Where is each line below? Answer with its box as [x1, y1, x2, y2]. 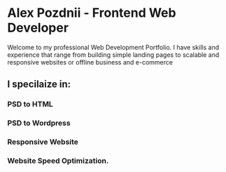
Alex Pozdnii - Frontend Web [7, 5, 176, 21]
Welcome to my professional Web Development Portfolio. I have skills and [7, 43, 219, 51]
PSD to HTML [7, 100, 54, 110]
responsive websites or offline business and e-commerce [7, 58, 174, 66]
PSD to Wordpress [7, 118, 71, 128]
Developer [7, 20, 69, 36]
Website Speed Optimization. [7, 156, 109, 166]
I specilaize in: [7, 79, 71, 91]
